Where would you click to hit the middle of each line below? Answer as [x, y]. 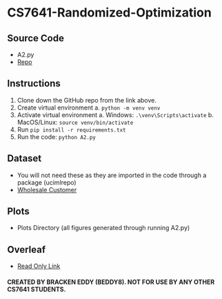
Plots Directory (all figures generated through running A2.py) [103, 228]
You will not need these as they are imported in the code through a [112, 175]
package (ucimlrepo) [47, 182]
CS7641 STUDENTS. [37, 289]
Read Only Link [39, 266]
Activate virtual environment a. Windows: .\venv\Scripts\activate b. [115, 114]
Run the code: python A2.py [57, 136]
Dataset [24, 159]
